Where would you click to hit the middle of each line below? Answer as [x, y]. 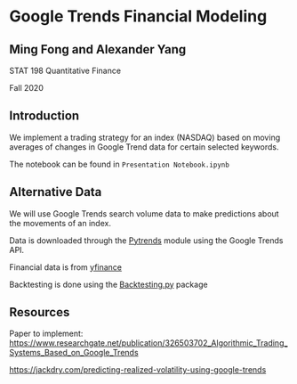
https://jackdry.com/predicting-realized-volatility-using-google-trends [138, 370]
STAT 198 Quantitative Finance [65, 70]
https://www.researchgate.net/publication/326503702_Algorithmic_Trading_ [148, 343]
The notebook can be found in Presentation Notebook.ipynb [119, 164]
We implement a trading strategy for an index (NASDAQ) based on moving [145, 137]
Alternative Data [56, 192]
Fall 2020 [27, 88]
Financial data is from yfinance [66, 267]
